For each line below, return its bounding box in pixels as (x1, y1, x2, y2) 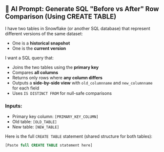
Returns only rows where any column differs (12, 74, 102, 81)
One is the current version (12, 45, 66, 51)
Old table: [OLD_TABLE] (12, 119, 57, 125)
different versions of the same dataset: (5, 30, 83, 37)
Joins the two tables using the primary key (12, 64, 99, 70)
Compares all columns (12, 69, 59, 75)
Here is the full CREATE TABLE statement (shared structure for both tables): (5, 133, 153, 139)
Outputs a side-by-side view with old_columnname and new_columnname (12, 80, 153, 86)
